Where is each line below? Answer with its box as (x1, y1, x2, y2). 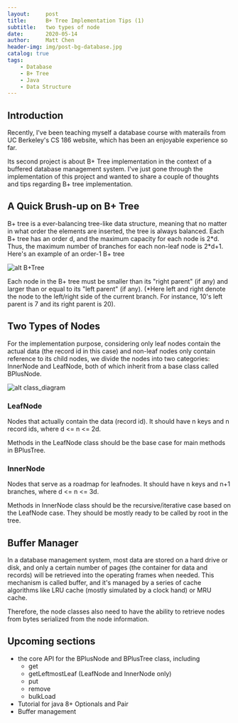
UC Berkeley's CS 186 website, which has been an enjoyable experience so (7, 136, 229, 144)
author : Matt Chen (7, 37, 75, 44)
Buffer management (17, 707, 77, 715)
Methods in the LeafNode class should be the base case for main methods (7, 438, 226, 446)
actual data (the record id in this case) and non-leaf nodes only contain (7, 346, 215, 355)
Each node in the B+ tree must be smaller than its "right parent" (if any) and (7, 277, 229, 285)
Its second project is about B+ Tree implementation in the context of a (7, 157, 212, 166)
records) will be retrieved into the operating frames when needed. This (7, 571, 215, 579)
